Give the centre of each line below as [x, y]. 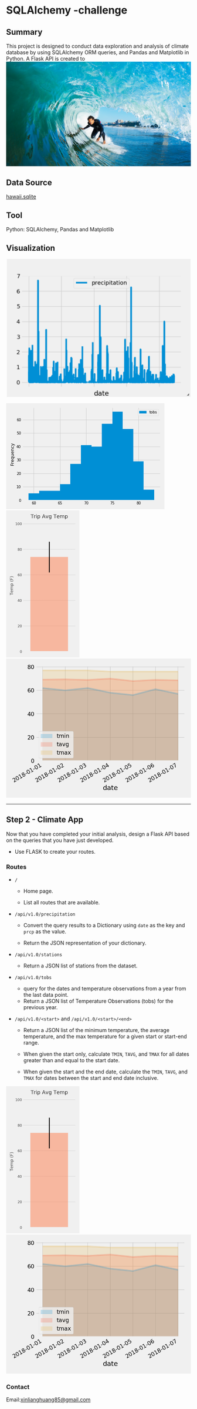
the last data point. [46, 995]
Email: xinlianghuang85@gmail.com [48, 1400]
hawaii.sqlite [21, 197]
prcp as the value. [45, 931]
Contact [18, 1387]
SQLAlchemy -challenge [67, 10]
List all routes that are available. [62, 903]
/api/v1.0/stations [38, 955]
